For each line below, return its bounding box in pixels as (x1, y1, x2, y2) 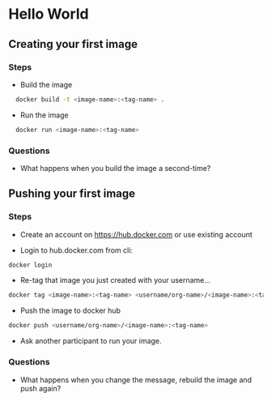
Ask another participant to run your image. (19, 336, 162, 346)
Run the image (19, 110, 69, 120)
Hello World (8, 5, 89, 23)
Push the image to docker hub (19, 305, 121, 316)
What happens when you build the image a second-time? (19, 163, 211, 173)
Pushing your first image (8, 187, 136, 201)
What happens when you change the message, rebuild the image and (19, 374, 253, 385)
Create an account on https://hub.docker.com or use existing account (19, 229, 253, 239)
